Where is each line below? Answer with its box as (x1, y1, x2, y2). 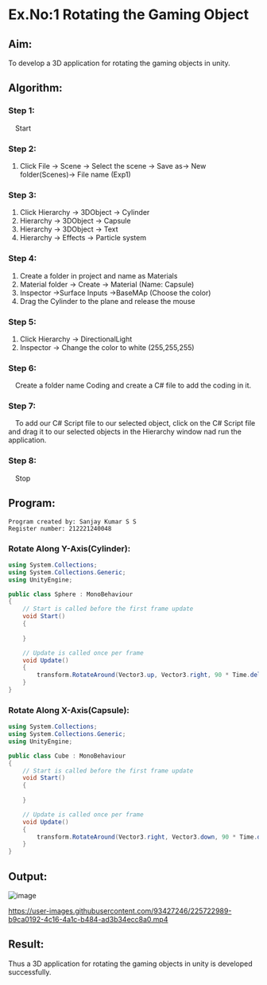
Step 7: (8, 400, 36, 411)
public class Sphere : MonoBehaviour (8, 590, 133, 598)
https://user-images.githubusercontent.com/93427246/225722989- (8, 905, 232, 916)
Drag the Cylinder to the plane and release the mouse (19, 296, 195, 306)
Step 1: (8, 105, 35, 116)
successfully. (8, 967, 52, 976)
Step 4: (8, 253, 37, 264)
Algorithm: (8, 81, 63, 95)
